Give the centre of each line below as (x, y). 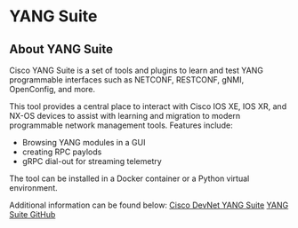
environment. (33, 188)
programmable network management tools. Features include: (121, 125)
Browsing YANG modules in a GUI (84, 142)
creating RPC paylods (62, 152)
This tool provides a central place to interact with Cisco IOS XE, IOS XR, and (148, 106)
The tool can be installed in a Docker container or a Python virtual (129, 178)
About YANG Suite (61, 49)
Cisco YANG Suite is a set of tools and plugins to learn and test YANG (137, 70)
